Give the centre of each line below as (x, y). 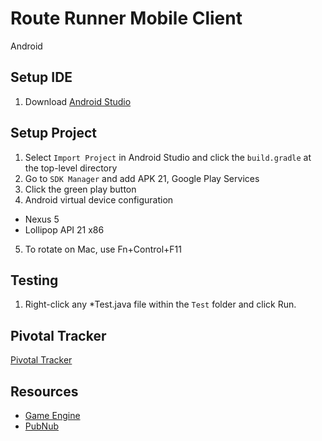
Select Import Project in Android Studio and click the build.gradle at (168, 157)
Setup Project (54, 133)
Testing (34, 280)
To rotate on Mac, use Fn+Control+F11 (103, 249)
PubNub (41, 426)
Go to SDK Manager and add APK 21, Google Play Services (142, 178)
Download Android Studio (78, 101)
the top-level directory (71, 168)
